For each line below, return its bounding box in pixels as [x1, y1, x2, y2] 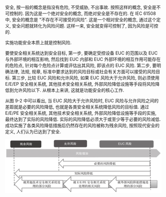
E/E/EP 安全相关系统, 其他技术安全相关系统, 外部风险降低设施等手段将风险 [5, 81, 156, 87]
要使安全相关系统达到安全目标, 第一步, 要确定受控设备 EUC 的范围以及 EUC [5, 50, 158, 56]
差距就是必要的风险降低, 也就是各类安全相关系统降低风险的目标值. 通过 [5, 104, 149, 110]
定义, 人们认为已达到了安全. [5, 129, 61, 135]
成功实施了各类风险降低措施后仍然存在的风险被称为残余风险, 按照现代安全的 [5, 123, 160, 128]
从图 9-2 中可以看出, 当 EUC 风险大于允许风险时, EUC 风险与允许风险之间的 [5, 98, 159, 103]
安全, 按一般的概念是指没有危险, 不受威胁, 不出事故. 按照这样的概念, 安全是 [5, 4, 157, 10]
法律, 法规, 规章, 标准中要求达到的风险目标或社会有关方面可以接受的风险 [9, 69, 156, 74]
